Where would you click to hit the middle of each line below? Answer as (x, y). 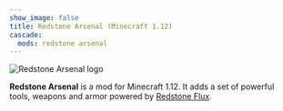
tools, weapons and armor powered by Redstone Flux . (111, 96)
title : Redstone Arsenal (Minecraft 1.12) (91, 26)
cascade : (26, 35)
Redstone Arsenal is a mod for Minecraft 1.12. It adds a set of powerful (142, 86)
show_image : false (44, 18)
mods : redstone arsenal (62, 43)
